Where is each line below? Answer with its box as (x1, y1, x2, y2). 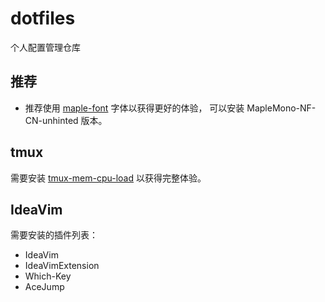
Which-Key (24, 270, 72, 282)
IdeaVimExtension (24, 260, 100, 272)
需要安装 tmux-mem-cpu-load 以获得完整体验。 (10, 172, 207, 184)
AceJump (24, 281, 65, 293)
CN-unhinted (24, 114, 79, 126)
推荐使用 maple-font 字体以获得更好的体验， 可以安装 (24, 102, 245, 114)
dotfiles (10, 7, 76, 30)
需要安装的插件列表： (10, 229, 98, 241)
